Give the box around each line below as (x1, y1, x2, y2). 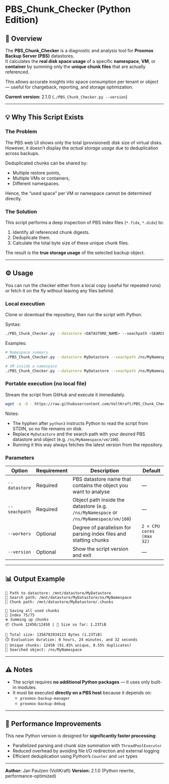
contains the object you (72, 482, 128, 489)
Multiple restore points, (12, 169, 61, 176)
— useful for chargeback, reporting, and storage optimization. (5, 84, 134, 90)
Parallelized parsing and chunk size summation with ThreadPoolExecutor (12, 743, 162, 749)
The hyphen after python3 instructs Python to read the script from (12, 420, 148, 426)
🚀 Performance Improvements (5, 719, 102, 728)
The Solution (5, 208, 37, 215)
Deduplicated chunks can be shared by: (5, 160, 88, 166)
